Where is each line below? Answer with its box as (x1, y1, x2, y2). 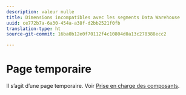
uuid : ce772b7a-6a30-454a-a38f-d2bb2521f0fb (6, 20, 121, 26)
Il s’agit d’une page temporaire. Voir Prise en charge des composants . (6, 82, 180, 90)
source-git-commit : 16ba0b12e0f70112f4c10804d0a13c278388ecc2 (6, 31, 167, 37)
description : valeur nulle (6, 8, 75, 15)
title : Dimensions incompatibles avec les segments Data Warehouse (6, 14, 181, 20)
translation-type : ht (6, 25, 61, 32)
